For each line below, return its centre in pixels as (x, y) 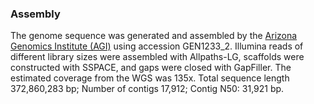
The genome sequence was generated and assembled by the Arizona (154, 36)
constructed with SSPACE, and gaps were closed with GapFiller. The (151, 68)
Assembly (35, 14)
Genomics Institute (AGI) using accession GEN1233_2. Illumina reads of (157, 46)
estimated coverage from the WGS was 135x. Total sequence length (150, 78)
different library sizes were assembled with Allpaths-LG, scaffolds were (157, 57)
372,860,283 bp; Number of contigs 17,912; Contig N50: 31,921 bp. (147, 89)
